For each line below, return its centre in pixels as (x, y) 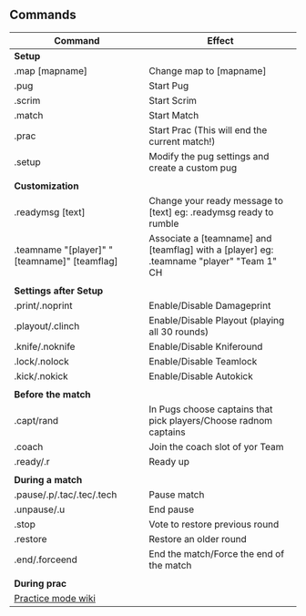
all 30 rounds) (179, 332)
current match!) (182, 141)
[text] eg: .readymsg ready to (211, 211)
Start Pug (169, 86)
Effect (220, 40)
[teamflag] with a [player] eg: (211, 250)
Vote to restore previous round (214, 524)
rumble (164, 223)
